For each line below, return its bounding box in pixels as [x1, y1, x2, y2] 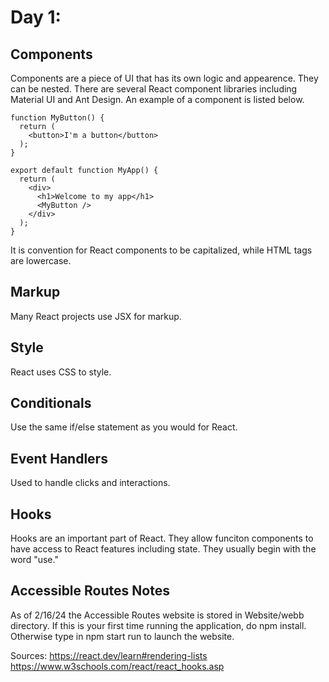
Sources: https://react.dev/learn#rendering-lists [10, 649, 208, 661]
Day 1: [10, 6, 62, 29]
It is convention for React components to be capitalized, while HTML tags [10, 244, 313, 256]
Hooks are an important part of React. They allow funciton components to [10, 532, 314, 545]
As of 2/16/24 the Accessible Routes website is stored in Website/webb [10, 609, 305, 621]
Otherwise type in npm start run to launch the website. [10, 630, 235, 642]
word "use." [10, 554, 59, 566]
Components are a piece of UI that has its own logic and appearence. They [10, 72, 319, 84]
